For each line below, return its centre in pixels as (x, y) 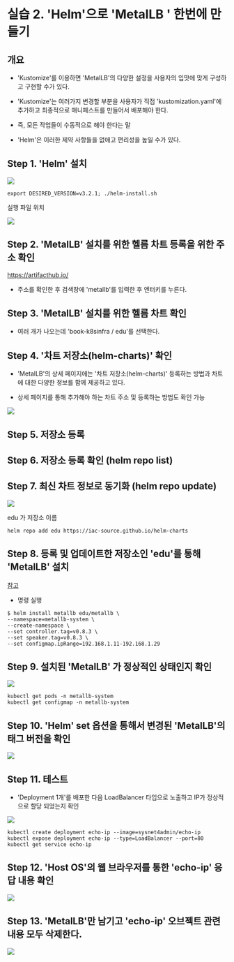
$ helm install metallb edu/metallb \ (63, 613)
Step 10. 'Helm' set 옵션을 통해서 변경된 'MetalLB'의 (116, 726)
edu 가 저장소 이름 (32, 517)
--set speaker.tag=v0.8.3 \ (48, 637)
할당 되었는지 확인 (55, 806)
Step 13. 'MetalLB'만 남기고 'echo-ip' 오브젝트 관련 (114, 921)
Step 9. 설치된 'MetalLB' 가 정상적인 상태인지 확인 (110, 667)
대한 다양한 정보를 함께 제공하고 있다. (75, 383)
